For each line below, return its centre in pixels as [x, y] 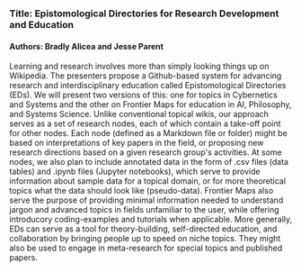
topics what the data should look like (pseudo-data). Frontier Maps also [142, 191]
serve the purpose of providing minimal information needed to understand [146, 200]
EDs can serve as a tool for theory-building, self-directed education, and [143, 229]
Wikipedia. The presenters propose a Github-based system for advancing [146, 76]
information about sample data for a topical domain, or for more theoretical [147, 181]
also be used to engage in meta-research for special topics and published [146, 248]
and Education [42, 24]
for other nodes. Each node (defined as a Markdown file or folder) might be [148, 133]
